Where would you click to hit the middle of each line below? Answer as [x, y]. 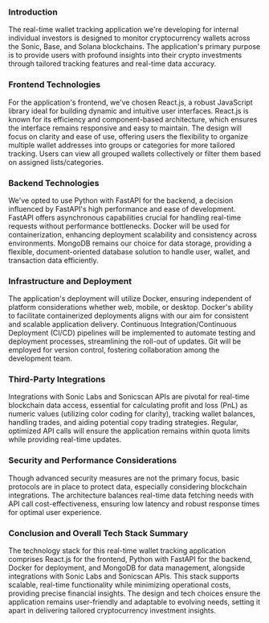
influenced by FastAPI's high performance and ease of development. [122, 208]
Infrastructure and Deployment [70, 281]
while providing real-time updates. [65, 439]
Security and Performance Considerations [93, 460]
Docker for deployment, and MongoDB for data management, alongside [127, 568]
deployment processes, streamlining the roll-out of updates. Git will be [125, 341]
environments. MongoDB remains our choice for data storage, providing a [130, 243]
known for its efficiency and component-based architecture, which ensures [133, 119]
